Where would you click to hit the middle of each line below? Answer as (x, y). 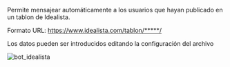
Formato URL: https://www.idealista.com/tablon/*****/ (85, 30)
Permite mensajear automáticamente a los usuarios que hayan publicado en (115, 10)
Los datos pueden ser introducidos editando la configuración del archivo (111, 43)
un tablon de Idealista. (39, 17)
